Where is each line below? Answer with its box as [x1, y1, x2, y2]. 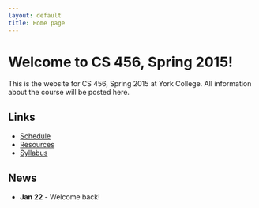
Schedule [19, 131, 51, 141]
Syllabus [19, 148, 48, 158]
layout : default [8, 11, 62, 20]
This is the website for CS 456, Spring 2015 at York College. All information [8, 79, 252, 89]
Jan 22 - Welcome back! [19, 192, 100, 202]
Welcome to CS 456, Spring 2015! [8, 53, 234, 71]
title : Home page [8, 19, 66, 27]
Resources [19, 140, 55, 149]
